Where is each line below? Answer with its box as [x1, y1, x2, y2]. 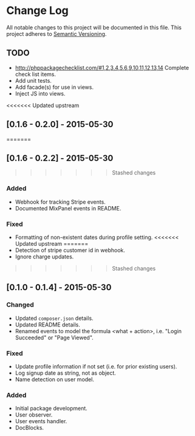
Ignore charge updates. [15, 253, 74, 260]
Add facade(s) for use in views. [15, 83, 94, 91]
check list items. [15, 71, 56, 78]
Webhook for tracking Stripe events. [15, 198, 106, 206]
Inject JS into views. [15, 89, 66, 97]
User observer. [15, 411, 53, 418]
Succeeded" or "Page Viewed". [15, 334, 94, 341]
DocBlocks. [15, 424, 44, 432]
